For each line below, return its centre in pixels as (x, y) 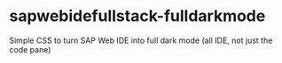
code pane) (30, 49)
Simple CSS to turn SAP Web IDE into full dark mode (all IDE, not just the (141, 40)
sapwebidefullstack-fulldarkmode (137, 16)
